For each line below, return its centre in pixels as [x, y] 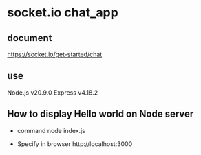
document [30, 38]
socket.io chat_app [63, 13]
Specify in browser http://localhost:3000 [75, 144]
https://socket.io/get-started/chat [55, 54]
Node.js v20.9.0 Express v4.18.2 [53, 92]
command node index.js [51, 130]
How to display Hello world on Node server [100, 114]
